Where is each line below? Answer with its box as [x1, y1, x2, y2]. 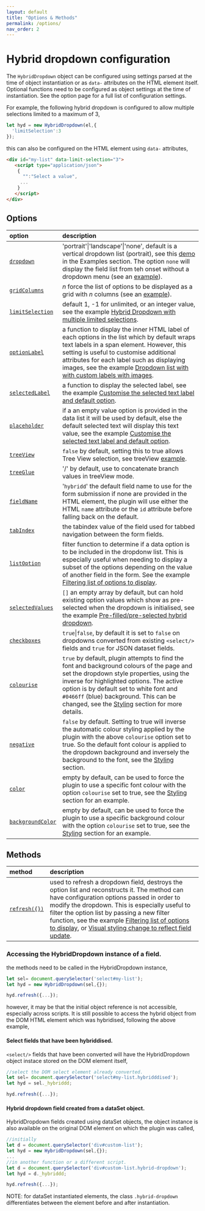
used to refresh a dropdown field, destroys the [49, 878, 183, 887]
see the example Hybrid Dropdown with [62, 307, 176, 316]
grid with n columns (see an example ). [62, 290, 172, 298]
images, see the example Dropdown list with [62, 363, 189, 372]
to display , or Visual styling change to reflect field [49, 924, 192, 933]
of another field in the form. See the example [62, 570, 190, 579]
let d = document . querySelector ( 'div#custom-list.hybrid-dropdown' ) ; [6, 1165, 187, 1171]
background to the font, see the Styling [62, 755, 174, 764]
